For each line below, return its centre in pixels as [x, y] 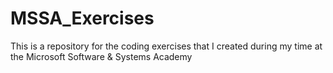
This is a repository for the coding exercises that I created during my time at [166, 46]
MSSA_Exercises [82, 18]
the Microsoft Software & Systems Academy [101, 56]
